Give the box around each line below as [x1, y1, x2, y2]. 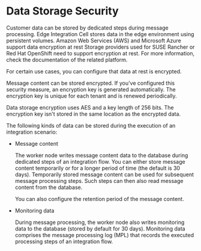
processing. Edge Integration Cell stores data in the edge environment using [6, 30, 194, 37]
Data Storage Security [6, 4, 119, 18]
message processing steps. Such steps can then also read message [14, 177, 184, 184]
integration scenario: [6, 128, 58, 135]
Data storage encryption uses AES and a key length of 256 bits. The [6, 104, 174, 111]
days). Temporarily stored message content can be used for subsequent [14, 170, 194, 178]
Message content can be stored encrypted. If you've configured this [6, 79, 175, 87]
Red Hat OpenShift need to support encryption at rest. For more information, [6, 49, 195, 57]
